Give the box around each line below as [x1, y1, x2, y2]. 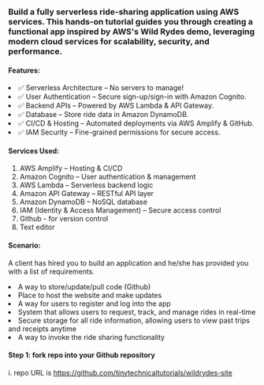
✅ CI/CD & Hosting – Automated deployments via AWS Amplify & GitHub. [18, 119, 255, 128]
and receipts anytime [8, 323, 77, 334]
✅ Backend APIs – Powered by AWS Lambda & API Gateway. [18, 101, 214, 111]
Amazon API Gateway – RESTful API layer [19, 189, 154, 198]
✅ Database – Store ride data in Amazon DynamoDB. [18, 110, 189, 119]
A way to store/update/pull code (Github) [18, 281, 151, 291]
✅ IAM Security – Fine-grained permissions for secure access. [18, 127, 221, 137]
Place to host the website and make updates [18, 290, 162, 300]
